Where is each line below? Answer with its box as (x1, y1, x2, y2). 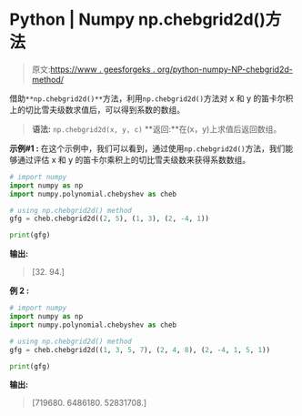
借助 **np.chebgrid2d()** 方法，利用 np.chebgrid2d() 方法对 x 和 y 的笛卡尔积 (9, 93, 294, 104)
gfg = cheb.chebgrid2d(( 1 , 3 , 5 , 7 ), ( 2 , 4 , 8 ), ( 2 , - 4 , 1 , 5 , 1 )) (9, 345, 271, 354)
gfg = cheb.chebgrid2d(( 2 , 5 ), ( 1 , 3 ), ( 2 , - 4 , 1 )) (9, 214, 209, 224)
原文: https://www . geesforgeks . (31, 64, 156, 75)
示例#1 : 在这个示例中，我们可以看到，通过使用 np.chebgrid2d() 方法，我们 (9, 143, 286, 154)
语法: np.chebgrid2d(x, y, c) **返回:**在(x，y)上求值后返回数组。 (31, 123, 282, 134)
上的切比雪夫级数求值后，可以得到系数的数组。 (9, 104, 185, 115)
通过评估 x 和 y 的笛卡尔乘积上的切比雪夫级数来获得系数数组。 (16, 154, 251, 165)
